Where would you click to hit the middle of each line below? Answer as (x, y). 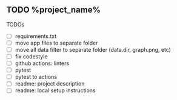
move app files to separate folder (56, 43)
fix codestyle (31, 56)
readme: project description (50, 84)
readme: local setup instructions (55, 90)
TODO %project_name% (54, 10)
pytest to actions (36, 77)
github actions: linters (42, 63)
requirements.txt (36, 36)
